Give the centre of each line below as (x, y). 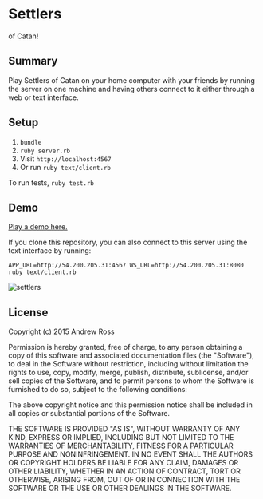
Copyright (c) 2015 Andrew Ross (61, 331)
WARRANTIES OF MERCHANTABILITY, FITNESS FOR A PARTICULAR (121, 446)
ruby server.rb (45, 151)
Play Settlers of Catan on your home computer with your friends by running (131, 80)
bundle (31, 142)
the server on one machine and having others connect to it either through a (131, 89)
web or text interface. (43, 97)
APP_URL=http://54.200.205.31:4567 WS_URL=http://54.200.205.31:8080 (126, 265)
